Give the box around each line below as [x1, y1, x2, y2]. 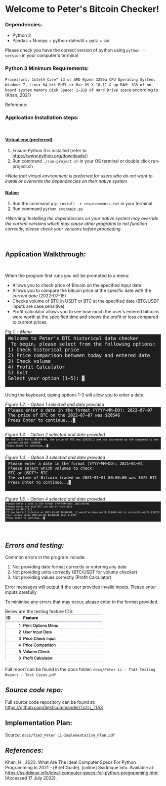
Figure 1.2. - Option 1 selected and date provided [5, 401, 105, 407]
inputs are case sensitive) [12, 303, 65, 309]
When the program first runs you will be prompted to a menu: [5, 273, 130, 279]
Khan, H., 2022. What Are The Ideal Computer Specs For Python [5, 759, 136, 765]
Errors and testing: [5, 541, 64, 550]
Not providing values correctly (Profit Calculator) [12, 574, 112, 580]
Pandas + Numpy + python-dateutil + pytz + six [12, 38, 110, 44]
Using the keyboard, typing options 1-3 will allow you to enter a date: [5, 392, 145, 397]
